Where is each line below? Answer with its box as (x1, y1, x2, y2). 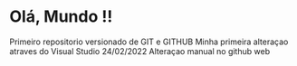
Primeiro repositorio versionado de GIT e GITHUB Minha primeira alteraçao (9, 36, 289, 47)
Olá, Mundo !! (9, 6, 113, 27)
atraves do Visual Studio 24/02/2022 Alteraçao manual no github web (9, 45, 270, 56)
